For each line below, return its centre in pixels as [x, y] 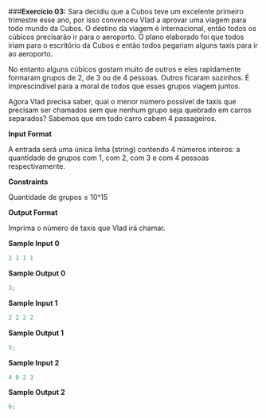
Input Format [30, 134]
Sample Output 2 [37, 393]
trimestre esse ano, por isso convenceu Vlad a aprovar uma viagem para [127, 20]
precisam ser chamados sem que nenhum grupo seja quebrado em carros [130, 110]
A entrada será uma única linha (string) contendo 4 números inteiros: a [124, 149]
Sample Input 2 [34, 362]
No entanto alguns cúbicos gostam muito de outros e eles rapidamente [125, 69]
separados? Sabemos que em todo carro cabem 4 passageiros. [113, 118]
